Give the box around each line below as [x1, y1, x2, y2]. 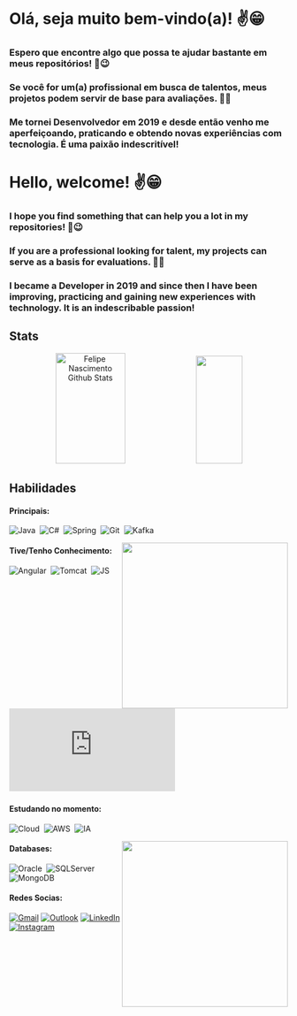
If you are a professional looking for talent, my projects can [9, 244, 268, 256]
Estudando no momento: [9, 803, 102, 814]
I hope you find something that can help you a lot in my [9, 210, 249, 223]
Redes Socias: [9, 892, 64, 904]
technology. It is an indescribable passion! [9, 302, 195, 314]
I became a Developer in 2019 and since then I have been [9, 279, 258, 292]
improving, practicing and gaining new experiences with [9, 290, 256, 302]
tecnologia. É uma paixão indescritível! [9, 138, 179, 150]
